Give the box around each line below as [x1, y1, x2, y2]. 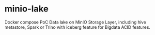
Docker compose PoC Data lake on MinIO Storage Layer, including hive [4, 19, 146, 25]
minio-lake [4, 3, 49, 14]
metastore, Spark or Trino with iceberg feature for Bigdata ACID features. [4, 24, 151, 30]
